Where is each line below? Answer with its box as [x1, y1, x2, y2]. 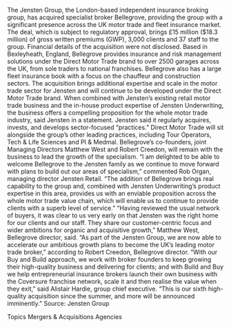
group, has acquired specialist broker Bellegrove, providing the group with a [7, 13, 223, 21]
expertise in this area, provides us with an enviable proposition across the [7, 189, 217, 197]
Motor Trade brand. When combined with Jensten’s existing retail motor [7, 94, 211, 102]
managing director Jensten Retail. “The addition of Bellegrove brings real [7, 175, 214, 182]
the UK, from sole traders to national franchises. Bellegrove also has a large [7, 65, 222, 73]
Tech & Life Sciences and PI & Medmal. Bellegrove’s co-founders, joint [7, 138, 207, 146]
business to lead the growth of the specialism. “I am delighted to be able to [7, 153, 220, 161]
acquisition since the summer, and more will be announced [28, 292, 195, 300]
